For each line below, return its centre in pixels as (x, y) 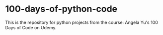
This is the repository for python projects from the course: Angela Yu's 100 (81, 22)
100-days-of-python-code (61, 9)
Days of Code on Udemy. (31, 27)
